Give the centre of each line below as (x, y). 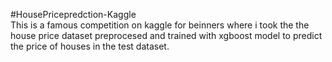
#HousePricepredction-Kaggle (73, 14)
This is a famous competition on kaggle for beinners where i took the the (160, 25)
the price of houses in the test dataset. (90, 46)
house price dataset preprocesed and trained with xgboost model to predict (166, 35)
